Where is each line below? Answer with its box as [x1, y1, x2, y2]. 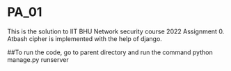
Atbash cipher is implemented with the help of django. [7, 34, 162, 42]
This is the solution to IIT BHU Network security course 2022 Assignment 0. [7, 27, 225, 35]
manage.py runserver [7, 55, 70, 63]
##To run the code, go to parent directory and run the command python [7, 48, 214, 56]
